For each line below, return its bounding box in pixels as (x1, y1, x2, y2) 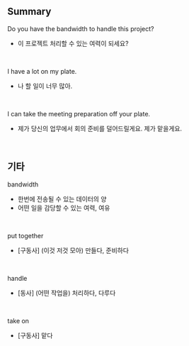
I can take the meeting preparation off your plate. (7, 109, 151, 118)
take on (7, 316, 30, 325)
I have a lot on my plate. (7, 67, 77, 75)
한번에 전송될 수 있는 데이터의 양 (17, 194, 107, 203)
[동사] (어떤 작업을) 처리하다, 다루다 (17, 289, 116, 297)
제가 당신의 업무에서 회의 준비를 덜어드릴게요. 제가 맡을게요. (17, 124, 183, 133)
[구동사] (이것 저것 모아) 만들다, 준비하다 (17, 246, 130, 255)
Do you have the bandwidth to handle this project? (7, 24, 154, 33)
